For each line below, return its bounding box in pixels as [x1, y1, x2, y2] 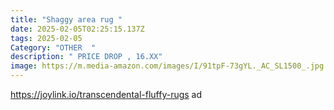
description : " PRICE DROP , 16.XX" [10, 52, 163, 62]
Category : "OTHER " [10, 42, 97, 53]
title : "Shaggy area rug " [10, 14, 123, 25]
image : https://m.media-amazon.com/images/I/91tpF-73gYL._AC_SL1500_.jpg [10, 61, 325, 71]
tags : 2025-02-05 [10, 33, 83, 43]
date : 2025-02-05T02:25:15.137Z [10, 24, 145, 34]
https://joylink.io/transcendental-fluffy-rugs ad [10, 89, 203, 100]
